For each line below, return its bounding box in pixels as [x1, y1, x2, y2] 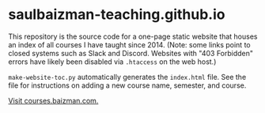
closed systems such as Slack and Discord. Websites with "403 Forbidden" [8, 48, 254, 58]
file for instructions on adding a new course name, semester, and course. [8, 81, 247, 90]
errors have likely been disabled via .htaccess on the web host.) [8, 57, 217, 66]
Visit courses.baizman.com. [8, 96, 99, 105]
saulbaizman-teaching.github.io [8, 6, 225, 24]
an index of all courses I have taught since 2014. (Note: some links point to [8, 40, 251, 49]
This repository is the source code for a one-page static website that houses [8, 32, 258, 41]
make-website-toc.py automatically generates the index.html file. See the [8, 72, 247, 81]
